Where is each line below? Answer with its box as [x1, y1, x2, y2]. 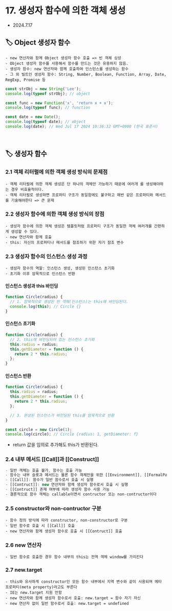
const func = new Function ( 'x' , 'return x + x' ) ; [5, 100, 114, 105]
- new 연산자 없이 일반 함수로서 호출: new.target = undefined [5, 601, 129, 606]
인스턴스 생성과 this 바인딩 [5, 282, 58, 289]
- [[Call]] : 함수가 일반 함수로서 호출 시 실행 [5, 477, 94, 482]
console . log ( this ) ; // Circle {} [10, 304, 81, 309]
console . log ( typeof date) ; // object [5, 119, 86, 124]
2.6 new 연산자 [5, 542, 42, 549]
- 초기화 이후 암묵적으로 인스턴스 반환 [5, 271, 75, 277]
